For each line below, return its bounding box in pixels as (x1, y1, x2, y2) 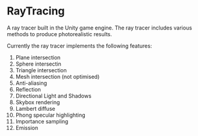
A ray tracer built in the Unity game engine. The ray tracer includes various (7, 24, 192, 31)
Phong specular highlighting (15, 111, 86, 119)
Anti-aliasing (15, 79, 48, 87)
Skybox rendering (15, 98, 60, 106)
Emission (15, 124, 39, 131)
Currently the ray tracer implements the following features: (7, 42, 152, 49)
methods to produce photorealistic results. (7, 30, 112, 37)
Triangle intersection (15, 66, 67, 73)
